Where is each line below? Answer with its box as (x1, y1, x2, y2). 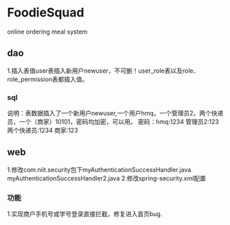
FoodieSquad (7, 5, 84, 21)
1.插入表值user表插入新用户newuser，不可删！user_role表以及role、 (7, 67, 200, 75)
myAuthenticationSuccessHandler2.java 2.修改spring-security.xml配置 (7, 174, 206, 182)
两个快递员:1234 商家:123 (7, 126, 78, 134)
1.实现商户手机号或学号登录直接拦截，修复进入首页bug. (7, 210, 163, 218)
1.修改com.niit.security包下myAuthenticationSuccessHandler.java (7, 165, 192, 174)
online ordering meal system (7, 27, 88, 36)
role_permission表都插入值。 (7, 75, 89, 83)
